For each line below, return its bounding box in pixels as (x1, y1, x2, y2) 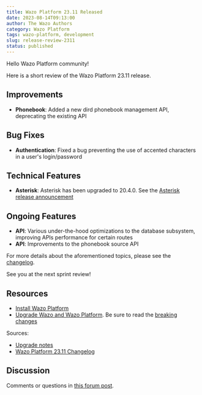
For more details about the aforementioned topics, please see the (6, 252, 171, 260)
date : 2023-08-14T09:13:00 (6, 15, 75, 21)
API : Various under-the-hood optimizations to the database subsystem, (15, 227, 195, 235)
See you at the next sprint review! (6, 271, 91, 278)
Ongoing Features (6, 211, 77, 221)
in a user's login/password (15, 152, 83, 160)
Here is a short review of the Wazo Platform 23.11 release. (6, 72, 151, 79)
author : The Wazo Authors (6, 20, 72, 26)
